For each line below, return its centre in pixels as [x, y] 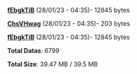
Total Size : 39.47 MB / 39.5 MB [53, 64]
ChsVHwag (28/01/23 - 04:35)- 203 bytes [69, 23]
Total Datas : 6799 [33, 51]
